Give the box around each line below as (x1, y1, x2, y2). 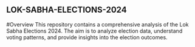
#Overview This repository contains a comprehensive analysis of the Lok (6, 20, 189, 28)
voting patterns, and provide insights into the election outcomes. (6, 33, 168, 41)
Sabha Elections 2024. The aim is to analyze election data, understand (6, 27, 183, 34)
